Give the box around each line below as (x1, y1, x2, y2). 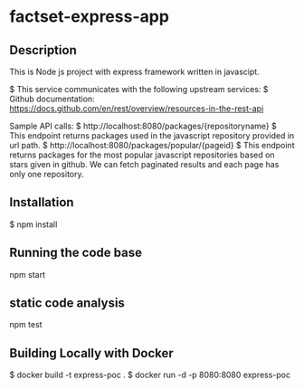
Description (9, 43, 77, 58)
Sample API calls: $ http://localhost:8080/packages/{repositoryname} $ (9, 120, 278, 131)
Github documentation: (9, 93, 95, 104)
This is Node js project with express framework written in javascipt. (9, 66, 260, 77)
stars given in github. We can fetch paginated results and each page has (9, 159, 280, 169)
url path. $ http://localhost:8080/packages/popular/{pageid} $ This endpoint (9, 140, 295, 150)
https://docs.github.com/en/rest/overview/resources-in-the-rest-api (9, 103, 264, 114)
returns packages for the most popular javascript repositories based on (9, 149, 275, 160)
